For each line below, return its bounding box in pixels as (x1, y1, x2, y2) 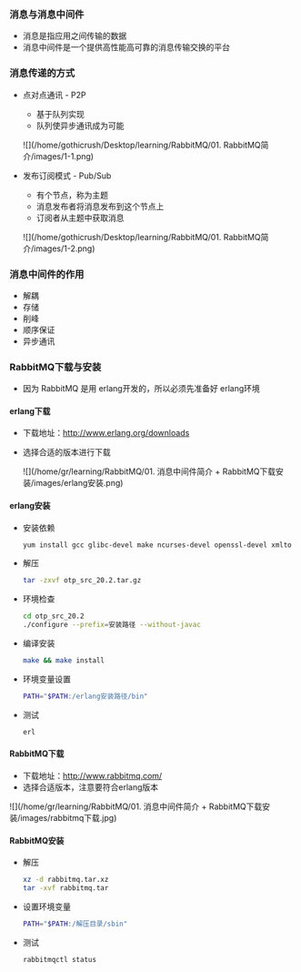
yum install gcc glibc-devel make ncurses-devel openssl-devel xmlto (22, 540, 293, 550)
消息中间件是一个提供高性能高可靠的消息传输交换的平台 (22, 42, 230, 53)
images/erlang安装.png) (33, 478, 124, 489)
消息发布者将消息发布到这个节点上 (35, 200, 165, 211)
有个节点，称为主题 (35, 189, 109, 200)
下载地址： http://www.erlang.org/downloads (22, 428, 190, 439)
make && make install (22, 656, 105, 665)
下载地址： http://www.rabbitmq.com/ (22, 770, 163, 781)
